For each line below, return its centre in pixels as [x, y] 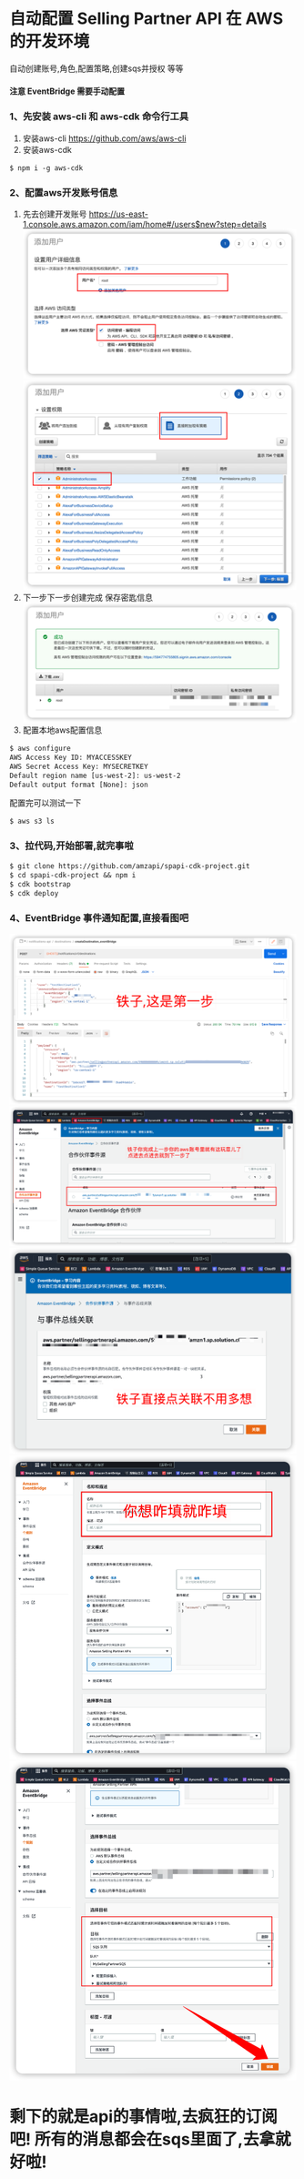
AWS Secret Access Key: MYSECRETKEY [79, 766]
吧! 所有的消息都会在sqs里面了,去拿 [142, 2139]
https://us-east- [118, 214]
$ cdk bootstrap [40, 885]
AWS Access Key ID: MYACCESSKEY [71, 757]
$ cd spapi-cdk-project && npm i [73, 876]
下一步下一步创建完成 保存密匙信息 [87, 597]
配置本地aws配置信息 [62, 730]
